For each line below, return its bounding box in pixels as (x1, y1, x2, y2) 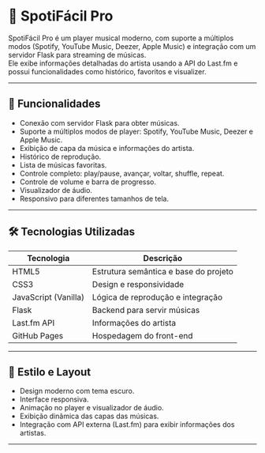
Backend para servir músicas (91, 304, 200, 315)
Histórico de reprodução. (19, 152, 102, 161)
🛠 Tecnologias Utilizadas (8, 225, 136, 239)
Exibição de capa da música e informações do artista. (19, 143, 195, 153)
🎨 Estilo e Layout (8, 365, 91, 379)
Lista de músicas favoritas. (19, 160, 107, 169)
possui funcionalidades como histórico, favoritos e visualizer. (8, 66, 207, 76)
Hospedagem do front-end (91, 330, 193, 341)
